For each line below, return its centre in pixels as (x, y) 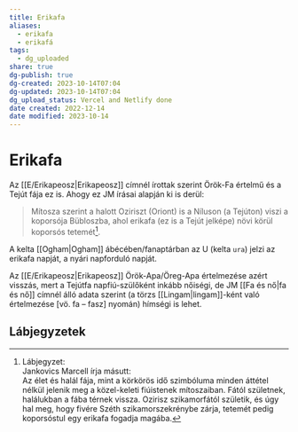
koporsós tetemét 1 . (65, 231)
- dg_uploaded (43, 59)
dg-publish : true (41, 75)
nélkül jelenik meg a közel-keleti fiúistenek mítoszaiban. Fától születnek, (153, 389)
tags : (19, 51)
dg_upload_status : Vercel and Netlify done (91, 100)
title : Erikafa (37, 17)
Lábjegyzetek (47, 332)
